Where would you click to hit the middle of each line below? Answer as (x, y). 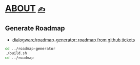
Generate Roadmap (35, 28)
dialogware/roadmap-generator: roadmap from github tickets (73, 40)
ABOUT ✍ (25, 8)
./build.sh (16, 53)
